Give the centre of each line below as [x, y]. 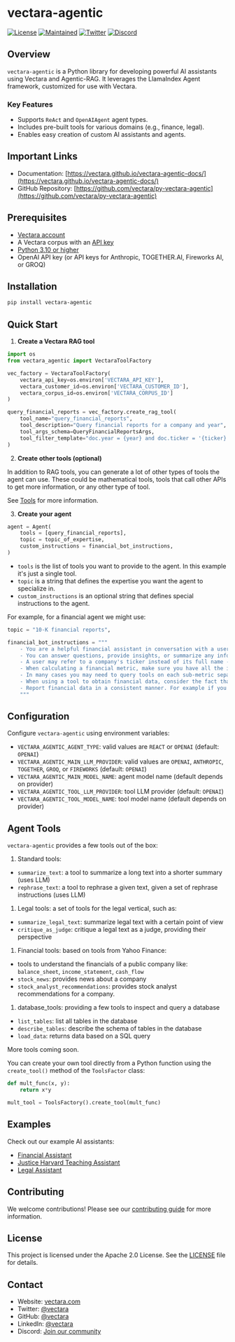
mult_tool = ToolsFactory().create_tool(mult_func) [84, 1103]
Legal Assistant [40, 1170]
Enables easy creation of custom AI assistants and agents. [101, 135]
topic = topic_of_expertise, [62, 540]
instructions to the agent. [54, 603]
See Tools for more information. [53, 500]
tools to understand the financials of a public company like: [102, 964]
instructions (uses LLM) [51, 895]
